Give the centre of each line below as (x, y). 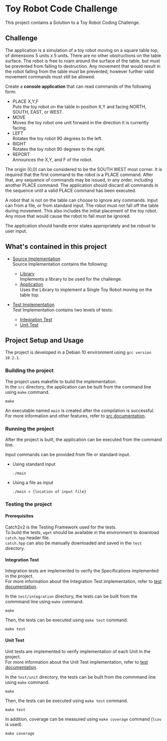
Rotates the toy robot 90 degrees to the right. (59, 149)
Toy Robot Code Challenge (62, 9)
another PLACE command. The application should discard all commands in (82, 185)
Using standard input (34, 464)
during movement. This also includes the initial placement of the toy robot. (82, 210)
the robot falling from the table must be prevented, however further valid (80, 71)
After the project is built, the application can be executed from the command (83, 439)
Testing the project (29, 504)
